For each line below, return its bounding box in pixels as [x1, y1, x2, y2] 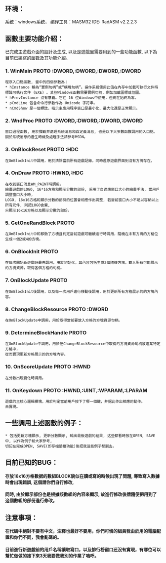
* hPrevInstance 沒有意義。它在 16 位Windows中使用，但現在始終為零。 [5, 95, 139, 100]
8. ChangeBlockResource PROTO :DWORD [5, 306, 109, 313]
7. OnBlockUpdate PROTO [5, 277, 68, 284]
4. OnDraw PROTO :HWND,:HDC [5, 169, 84, 176]
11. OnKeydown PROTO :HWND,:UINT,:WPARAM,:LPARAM [5, 387, 148, 394]
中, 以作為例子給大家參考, [5, 439, 53, 443]
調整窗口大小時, [5, 192, 34, 197]
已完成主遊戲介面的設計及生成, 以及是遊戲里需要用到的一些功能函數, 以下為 [5, 48, 157, 54]
